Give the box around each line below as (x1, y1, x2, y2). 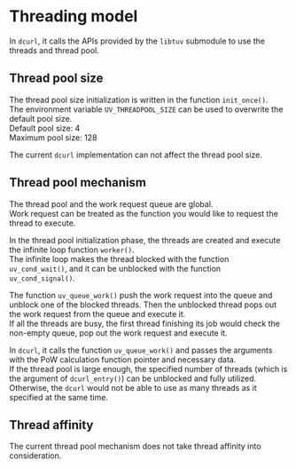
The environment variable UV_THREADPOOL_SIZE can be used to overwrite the (9, 104, 284, 115)
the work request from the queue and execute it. (9, 308, 186, 319)
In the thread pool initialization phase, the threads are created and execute (9, 234, 281, 245)
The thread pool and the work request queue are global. (9, 198, 214, 210)
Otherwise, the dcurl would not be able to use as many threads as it (9, 382, 257, 393)
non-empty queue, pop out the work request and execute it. (9, 327, 228, 338)
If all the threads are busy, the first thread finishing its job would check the (9, 318, 281, 329)
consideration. (9, 450, 62, 461)
